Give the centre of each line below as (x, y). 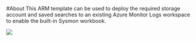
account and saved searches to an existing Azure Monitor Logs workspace (98, 15)
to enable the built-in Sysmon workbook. (56, 21)
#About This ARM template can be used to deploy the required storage (93, 8)
